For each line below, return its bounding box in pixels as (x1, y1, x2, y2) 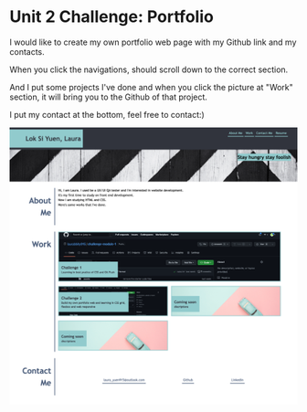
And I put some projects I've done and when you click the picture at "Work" (9, 81, 294, 92)
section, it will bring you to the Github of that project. (9, 91, 208, 102)
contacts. (9, 46, 46, 57)
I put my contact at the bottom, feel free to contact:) (9, 109, 206, 120)
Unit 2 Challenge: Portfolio (9, 6, 215, 27)
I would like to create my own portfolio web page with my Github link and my (9, 37, 297, 48)
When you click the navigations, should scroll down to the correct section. (9, 64, 289, 75)
